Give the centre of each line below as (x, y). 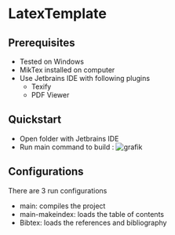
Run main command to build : (67, 147)
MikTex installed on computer (67, 70)
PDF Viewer (50, 95)
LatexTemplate (58, 14)
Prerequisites (42, 43)
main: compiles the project (62, 206)
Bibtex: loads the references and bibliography (93, 222)
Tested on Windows (52, 61)
